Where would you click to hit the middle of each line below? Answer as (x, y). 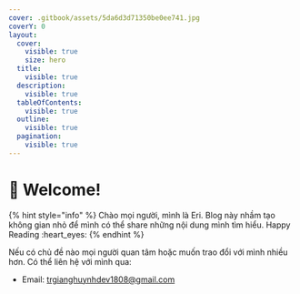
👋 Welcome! (55, 190)
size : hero (45, 60)
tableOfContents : (50, 102)
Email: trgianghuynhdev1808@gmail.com (98, 279)
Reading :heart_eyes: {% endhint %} (76, 234)
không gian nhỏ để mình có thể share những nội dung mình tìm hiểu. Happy (150, 225)
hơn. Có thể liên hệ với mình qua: (70, 261)
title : (29, 69)
